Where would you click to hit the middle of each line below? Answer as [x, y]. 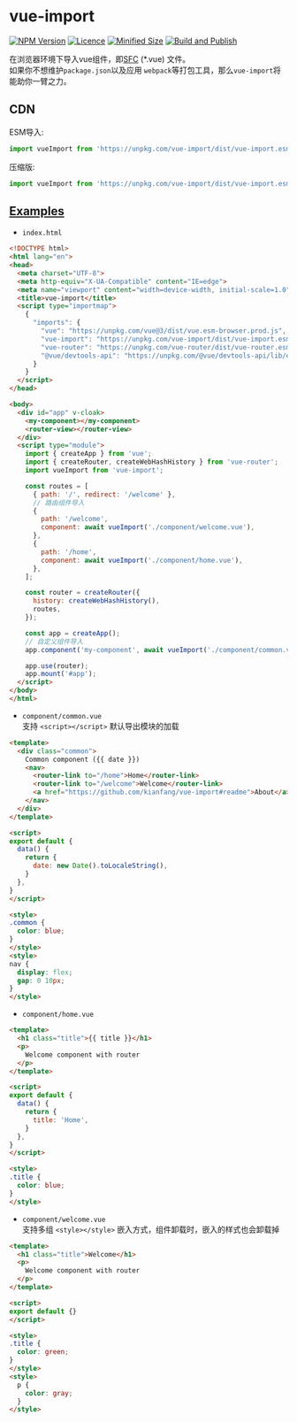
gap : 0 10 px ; [41, 981]
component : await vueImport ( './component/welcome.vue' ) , [148, 527]
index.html [42, 233]
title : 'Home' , [61, 1120]
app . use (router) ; [57, 665]
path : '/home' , [69, 552]
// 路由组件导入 [58, 503]
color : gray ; [49, 1393]
